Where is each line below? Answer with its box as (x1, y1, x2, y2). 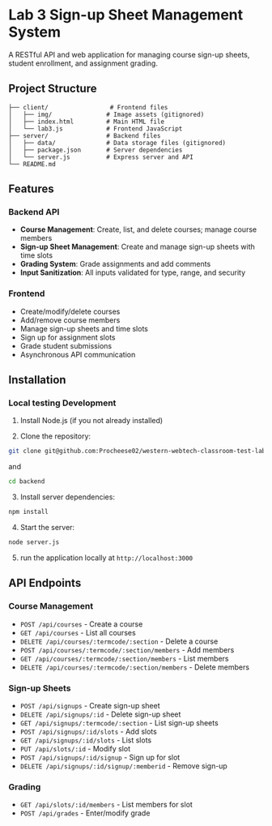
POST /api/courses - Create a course (19, 618, 143, 629)
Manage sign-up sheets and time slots (19, 323, 148, 333)
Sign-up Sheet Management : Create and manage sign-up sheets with (19, 242, 255, 252)
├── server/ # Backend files (8, 131, 161, 139)
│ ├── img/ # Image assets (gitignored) (8, 110, 205, 118)
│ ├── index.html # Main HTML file (8, 118, 164, 126)
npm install (8, 508, 49, 516)
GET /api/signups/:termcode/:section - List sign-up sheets (19, 717, 219, 727)
